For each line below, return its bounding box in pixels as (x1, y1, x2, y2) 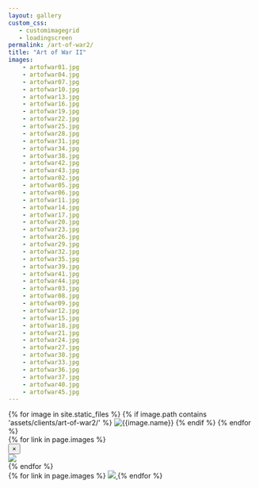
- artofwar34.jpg (22, 144, 80, 152)
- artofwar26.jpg (22, 233, 80, 241)
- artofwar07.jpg (22, 78, 80, 86)
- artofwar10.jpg (22, 85, 80, 94)
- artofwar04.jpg (22, 71, 80, 79)
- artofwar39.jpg (22, 263, 80, 271)
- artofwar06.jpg (22, 188, 80, 197)
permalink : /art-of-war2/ (8, 41, 93, 49)
